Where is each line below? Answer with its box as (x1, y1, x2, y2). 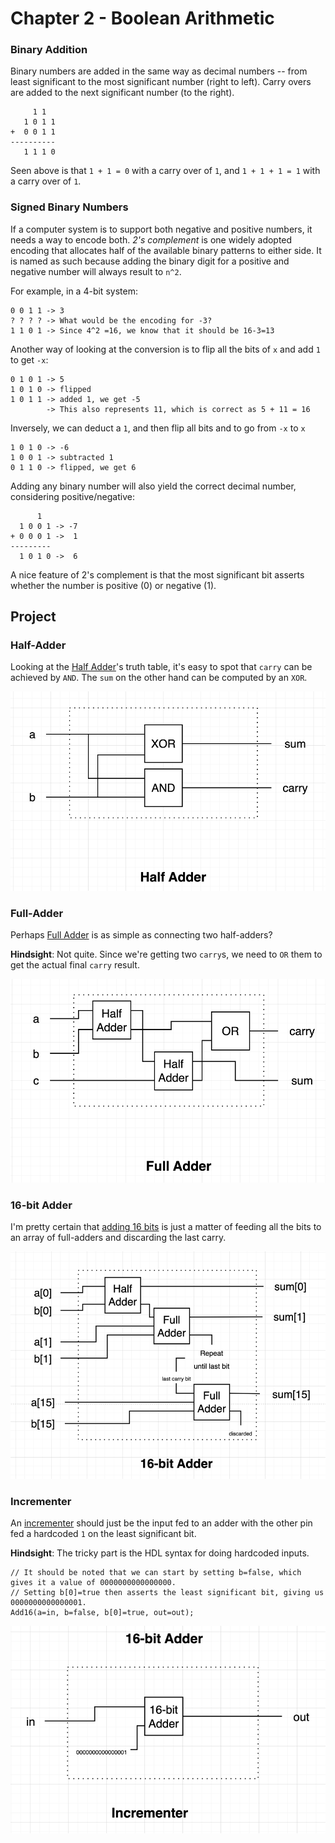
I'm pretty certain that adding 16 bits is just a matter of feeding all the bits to (10, 1221, 322, 1233)
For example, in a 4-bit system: (10, 285, 138, 297)
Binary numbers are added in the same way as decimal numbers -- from (10, 65, 308, 77)
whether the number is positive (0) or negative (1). (10, 579, 217, 591)
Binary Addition (10, 43, 88, 57)
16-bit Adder (10, 1198, 73, 1212)
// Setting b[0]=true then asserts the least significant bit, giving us (10, 1588, 325, 1598)
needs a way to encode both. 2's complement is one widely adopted (10, 233, 293, 246)
